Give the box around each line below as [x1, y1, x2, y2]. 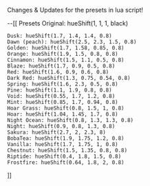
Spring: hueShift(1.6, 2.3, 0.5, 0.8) [7, 81, 118, 87]
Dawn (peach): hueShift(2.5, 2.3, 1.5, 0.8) [7, 39, 137, 45]
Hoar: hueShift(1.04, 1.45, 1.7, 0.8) [7, 111, 118, 118]
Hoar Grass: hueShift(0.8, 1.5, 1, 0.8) [7, 105, 125, 112]
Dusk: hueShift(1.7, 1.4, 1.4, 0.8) [7, 32, 112, 39]
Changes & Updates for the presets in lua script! [7, 6, 143, 14]
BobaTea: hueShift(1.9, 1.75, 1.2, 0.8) [7, 135, 125, 142]
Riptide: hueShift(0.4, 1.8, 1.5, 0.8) [7, 153, 122, 160]
